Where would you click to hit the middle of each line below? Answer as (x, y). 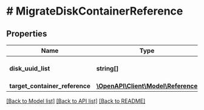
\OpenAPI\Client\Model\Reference (147, 86)
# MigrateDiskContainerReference (95, 11)
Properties (27, 34)
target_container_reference (50, 86)
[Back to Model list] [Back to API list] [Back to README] (76, 101)
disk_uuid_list (30, 68)
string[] (107, 68)
